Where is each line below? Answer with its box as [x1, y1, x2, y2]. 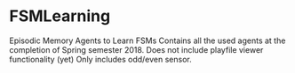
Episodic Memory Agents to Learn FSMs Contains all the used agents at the [9, 35, 286, 46]
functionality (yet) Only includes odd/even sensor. [9, 54, 193, 64]
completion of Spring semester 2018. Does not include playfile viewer [9, 44, 264, 55]
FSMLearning [9, 6, 111, 26]
